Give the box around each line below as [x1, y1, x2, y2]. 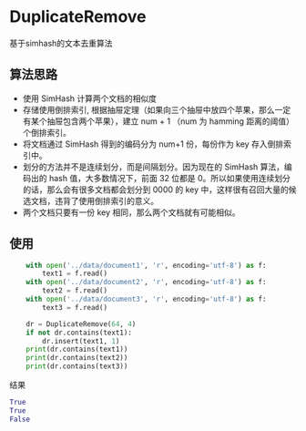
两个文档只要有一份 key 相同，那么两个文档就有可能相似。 [22, 207, 240, 218]
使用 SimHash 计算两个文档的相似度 [22, 93, 158, 104]
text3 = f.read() [42, 303, 107, 312]
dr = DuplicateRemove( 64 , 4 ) [25, 319, 137, 329]
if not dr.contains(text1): [25, 328, 132, 337]
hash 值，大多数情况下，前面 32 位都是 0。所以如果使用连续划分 [48, 172, 291, 183]
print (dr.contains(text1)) [25, 344, 128, 354]
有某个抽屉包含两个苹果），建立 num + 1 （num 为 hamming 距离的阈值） [22, 116, 294, 127]
